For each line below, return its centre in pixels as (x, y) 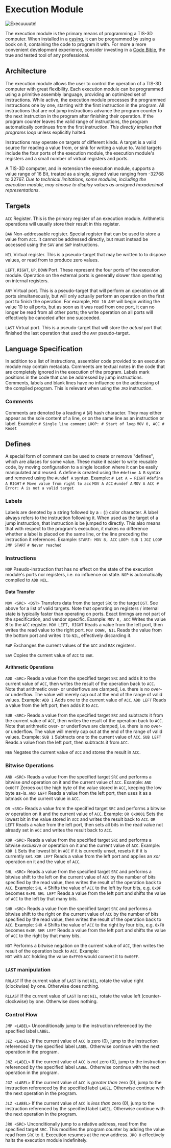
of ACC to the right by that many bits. (43, 936)
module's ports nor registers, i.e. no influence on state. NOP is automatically (84, 575)
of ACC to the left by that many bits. (42, 898)
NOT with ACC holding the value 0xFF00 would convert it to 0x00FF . (72, 956)
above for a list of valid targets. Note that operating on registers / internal (82, 608)
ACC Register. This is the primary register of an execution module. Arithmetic (85, 218)
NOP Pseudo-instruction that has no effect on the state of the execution (79, 569)
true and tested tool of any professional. (47, 55)
